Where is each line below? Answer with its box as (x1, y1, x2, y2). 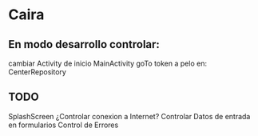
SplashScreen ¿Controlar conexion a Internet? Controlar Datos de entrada (8, 111, 251, 121)
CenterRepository (8, 67, 66, 77)
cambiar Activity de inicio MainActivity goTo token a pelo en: (8, 58, 208, 68)
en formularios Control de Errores (8, 120, 119, 130)
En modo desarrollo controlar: (8, 38, 160, 51)
